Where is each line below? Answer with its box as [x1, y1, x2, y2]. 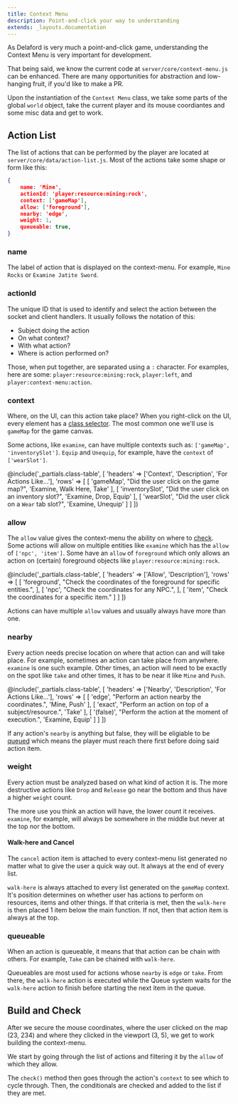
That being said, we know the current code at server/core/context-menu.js [7, 65, 229, 73]
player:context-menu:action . [7, 377, 92, 386]
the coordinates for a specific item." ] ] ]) [7, 593, 126, 602]
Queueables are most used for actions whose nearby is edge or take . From [7, 969, 223, 977]
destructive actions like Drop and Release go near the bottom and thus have [7, 785, 227, 794]
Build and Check [7, 1004, 82, 1016]
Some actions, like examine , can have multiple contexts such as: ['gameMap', [7, 440, 230, 449]
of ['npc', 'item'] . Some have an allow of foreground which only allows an [7, 549, 230, 558]
